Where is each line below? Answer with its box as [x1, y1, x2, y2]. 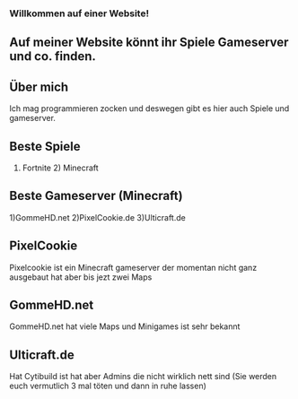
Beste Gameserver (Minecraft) [9, 188, 183, 204]
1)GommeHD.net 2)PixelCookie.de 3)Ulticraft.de [9, 212, 186, 222]
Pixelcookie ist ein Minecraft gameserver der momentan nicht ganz [9, 262, 258, 273]
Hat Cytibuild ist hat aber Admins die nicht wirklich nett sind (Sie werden [9, 371, 277, 382]
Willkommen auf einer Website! [9, 7, 150, 20]
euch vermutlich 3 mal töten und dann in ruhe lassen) [9, 380, 206, 392]
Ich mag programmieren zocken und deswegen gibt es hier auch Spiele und [9, 103, 290, 114]
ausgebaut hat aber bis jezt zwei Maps [9, 272, 153, 282]
